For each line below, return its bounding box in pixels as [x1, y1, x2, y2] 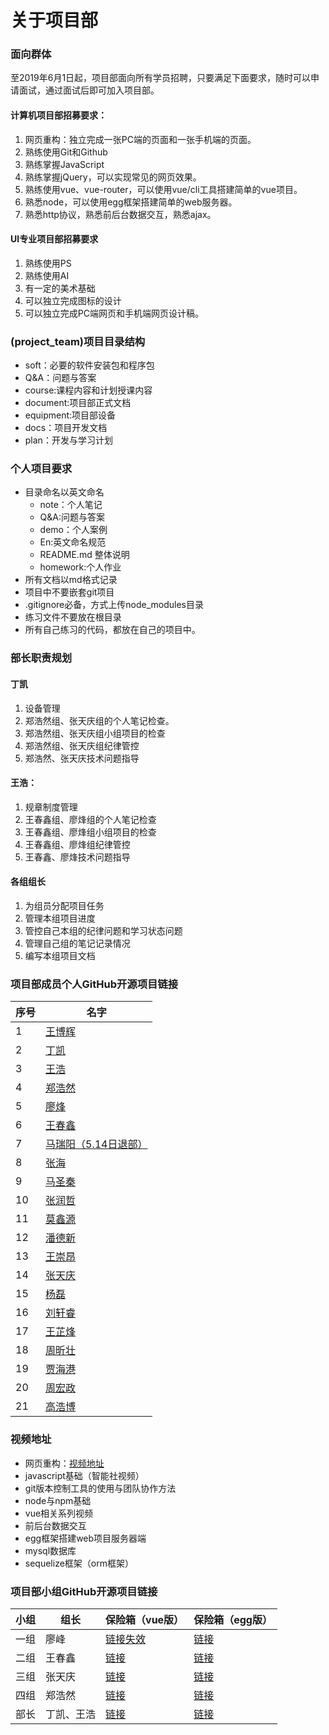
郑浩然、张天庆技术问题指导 [24, 752, 140, 764]
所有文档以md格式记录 [24, 574, 118, 586]
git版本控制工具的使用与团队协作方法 [24, 1482, 177, 1494]
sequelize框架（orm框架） [24, 1557, 134, 1569]
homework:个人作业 [39, 561, 122, 573]
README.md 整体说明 [39, 549, 130, 561]
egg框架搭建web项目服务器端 [24, 1532, 147, 1544]
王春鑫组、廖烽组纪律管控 [24, 838, 131, 850]
